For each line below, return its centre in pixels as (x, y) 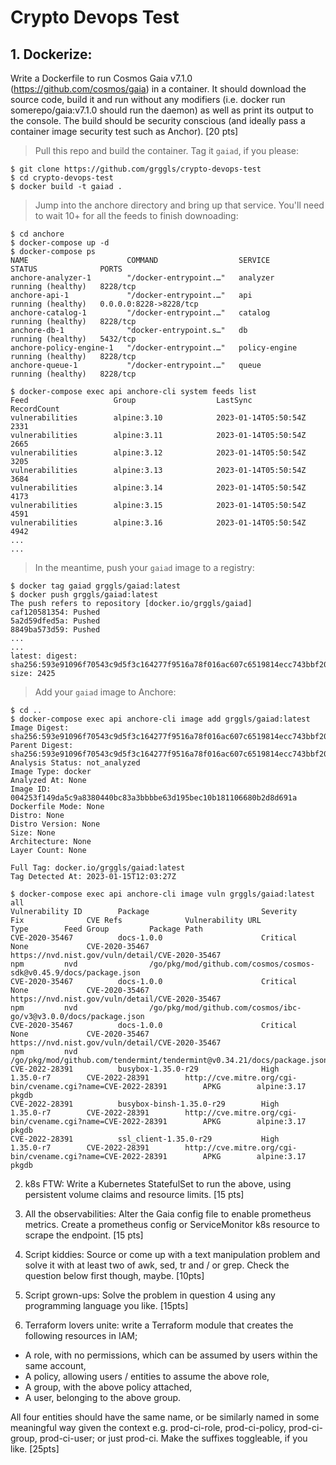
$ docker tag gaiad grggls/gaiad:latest (96, 586)
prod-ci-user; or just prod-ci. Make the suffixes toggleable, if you (173, 1438)
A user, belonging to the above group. (103, 1397)
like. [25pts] (35, 1449)
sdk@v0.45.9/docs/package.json (75, 973)
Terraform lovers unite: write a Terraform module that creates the (159, 1325)
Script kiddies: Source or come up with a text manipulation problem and (172, 1254)
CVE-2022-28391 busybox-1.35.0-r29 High (145, 1069)
